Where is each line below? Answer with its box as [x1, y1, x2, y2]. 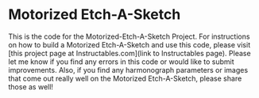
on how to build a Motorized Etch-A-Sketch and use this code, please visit [8, 40, 251, 49]
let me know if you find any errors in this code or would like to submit [8, 57, 234, 66]
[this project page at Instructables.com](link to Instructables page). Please [8, 48, 252, 58]
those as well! [8, 81, 54, 92]
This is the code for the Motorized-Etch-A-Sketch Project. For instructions [8, 32, 250, 41]
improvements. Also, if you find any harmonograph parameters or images [8, 65, 249, 74]
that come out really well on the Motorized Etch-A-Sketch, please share [8, 73, 242, 83]
